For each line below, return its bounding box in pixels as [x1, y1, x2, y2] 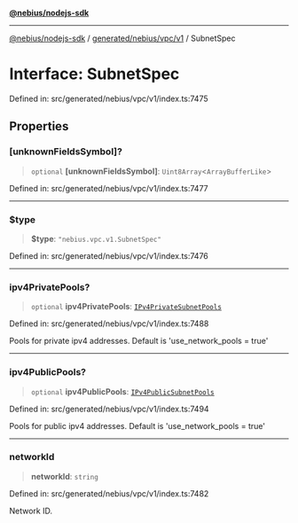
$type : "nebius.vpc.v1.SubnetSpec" [30, 233, 162, 244]
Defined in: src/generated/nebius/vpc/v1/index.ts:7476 [9, 250, 208, 261]
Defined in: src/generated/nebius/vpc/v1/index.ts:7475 [9, 93, 208, 104]
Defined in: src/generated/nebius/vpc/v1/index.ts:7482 [9, 488, 209, 499]
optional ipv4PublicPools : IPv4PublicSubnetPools [30, 386, 215, 397]
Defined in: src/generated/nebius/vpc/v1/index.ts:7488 [9, 318, 209, 329]
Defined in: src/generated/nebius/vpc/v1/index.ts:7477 [9, 183, 208, 193]
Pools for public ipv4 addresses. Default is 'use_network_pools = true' [9, 420, 266, 431]
